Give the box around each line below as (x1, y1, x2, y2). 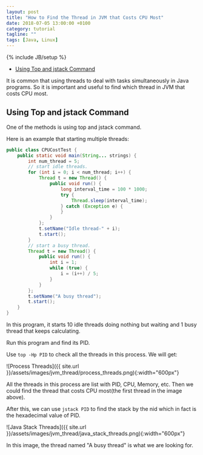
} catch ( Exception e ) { (60, 203, 123, 209)
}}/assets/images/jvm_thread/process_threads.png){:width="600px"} (6, 369, 179, 376)
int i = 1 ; (49, 260, 78, 266)
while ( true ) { (49, 265, 88, 271)
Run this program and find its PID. (6, 339, 90, 347)
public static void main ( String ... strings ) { (17, 152, 137, 159)
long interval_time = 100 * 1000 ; (60, 186, 148, 192)
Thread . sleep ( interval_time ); (71, 197, 148, 203)
